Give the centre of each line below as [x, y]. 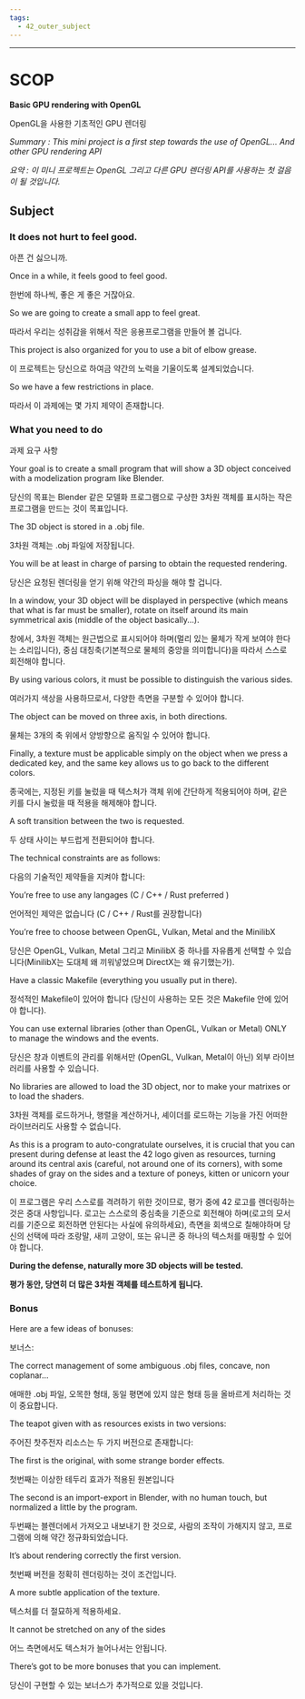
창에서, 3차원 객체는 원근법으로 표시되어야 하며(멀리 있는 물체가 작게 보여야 [142, 638]
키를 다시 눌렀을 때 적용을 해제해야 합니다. [83, 803]
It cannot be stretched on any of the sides [88, 1629]
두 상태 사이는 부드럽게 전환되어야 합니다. [82, 840]
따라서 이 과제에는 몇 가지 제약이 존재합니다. [87, 406]
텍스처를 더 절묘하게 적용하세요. [65, 1611]
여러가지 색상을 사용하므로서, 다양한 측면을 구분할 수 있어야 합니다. [127, 699]
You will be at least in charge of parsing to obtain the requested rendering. [148, 564]
